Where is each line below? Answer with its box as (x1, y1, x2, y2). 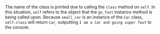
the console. (5, 24, 30, 30)
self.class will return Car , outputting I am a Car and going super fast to (5, 19, 152, 25)
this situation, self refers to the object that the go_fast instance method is (5, 9, 152, 15)
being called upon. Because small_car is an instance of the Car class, (5, 14, 144, 20)
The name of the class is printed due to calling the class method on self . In (5, 4, 156, 10)
